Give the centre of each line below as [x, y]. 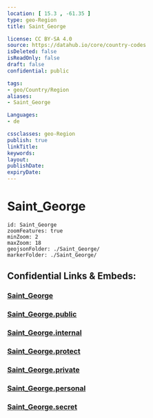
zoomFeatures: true [35, 231]
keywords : [21, 153]
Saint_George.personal [47, 388]
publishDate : [26, 166]
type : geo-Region [32, 20]
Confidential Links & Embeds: [72, 276]
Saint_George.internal [44, 333]
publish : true [28, 140]
